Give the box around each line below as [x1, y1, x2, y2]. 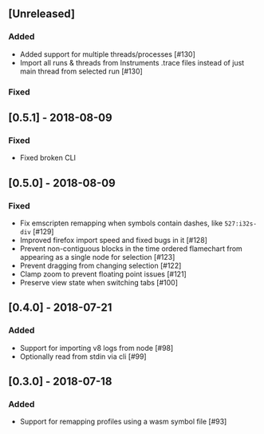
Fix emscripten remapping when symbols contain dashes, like [19, 218, 223, 228]
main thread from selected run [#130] [19, 66, 144, 76]
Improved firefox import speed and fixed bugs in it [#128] [19, 235, 207, 245]
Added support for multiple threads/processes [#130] [19, 49, 195, 59]
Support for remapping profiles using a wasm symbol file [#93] [19, 416, 227, 427]
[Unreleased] [8, 7, 76, 21]
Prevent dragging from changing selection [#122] [19, 261, 182, 270]
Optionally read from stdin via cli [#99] [19, 352, 147, 361]
